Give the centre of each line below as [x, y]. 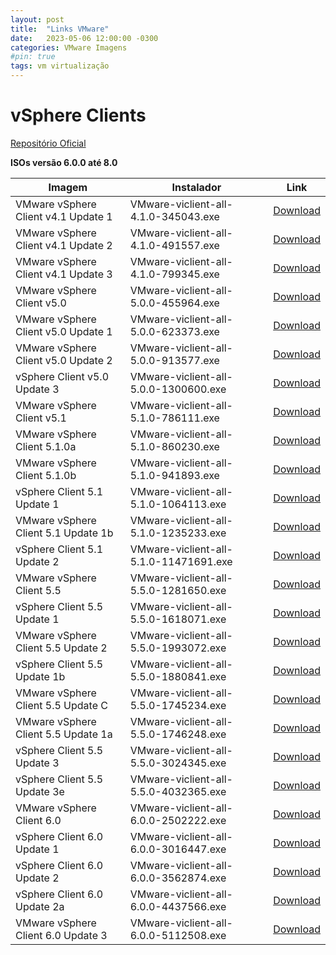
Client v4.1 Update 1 [64, 216]
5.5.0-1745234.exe [178, 705]
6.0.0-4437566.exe [178, 906]
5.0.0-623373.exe [174, 331]
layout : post [37, 19]
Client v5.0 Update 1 [64, 331]
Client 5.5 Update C [61, 705]
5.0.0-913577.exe [174, 360]
